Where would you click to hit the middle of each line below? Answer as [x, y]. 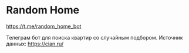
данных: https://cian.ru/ [35, 44]
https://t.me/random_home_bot [44, 26]
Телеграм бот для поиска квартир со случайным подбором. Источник [95, 37]
